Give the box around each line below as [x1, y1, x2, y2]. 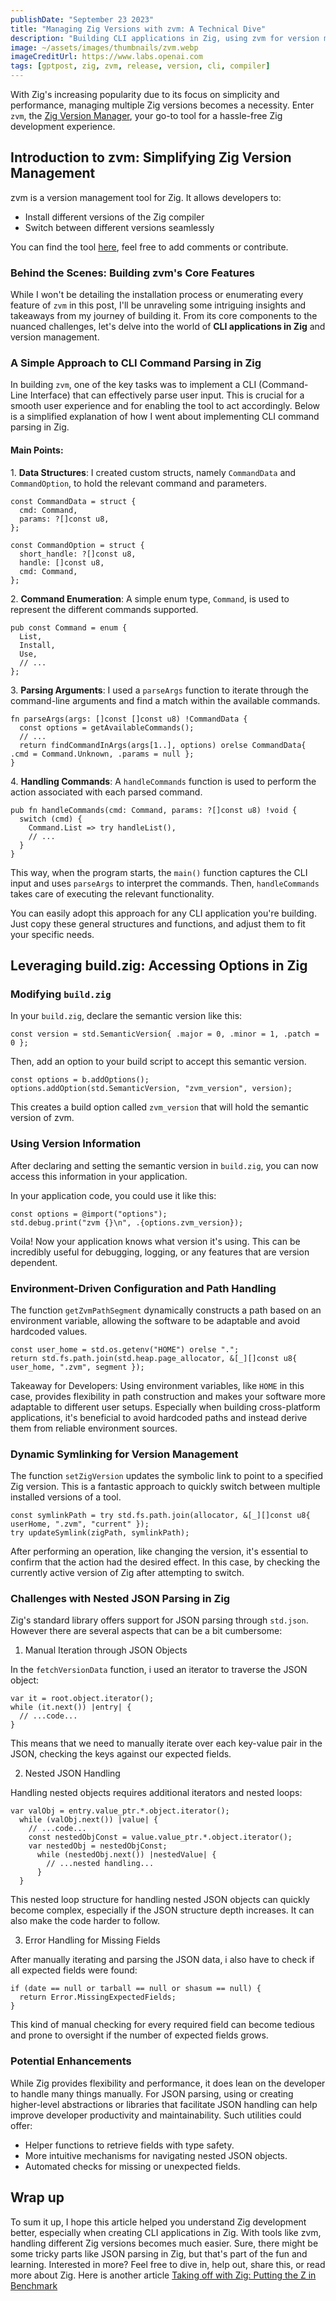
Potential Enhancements [10, 2054, 132, 2068]
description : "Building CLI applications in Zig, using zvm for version [10, 33, 320, 43]
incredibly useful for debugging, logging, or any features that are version [10, 1246, 310, 1258]
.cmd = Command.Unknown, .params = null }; [10, 749, 195, 759]
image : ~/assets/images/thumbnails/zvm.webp [10, 42, 199, 53]
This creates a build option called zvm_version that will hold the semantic [10, 1101, 310, 1113]
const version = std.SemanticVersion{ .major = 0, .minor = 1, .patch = [10, 1029, 320, 1040]
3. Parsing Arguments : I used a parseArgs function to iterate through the [10, 684, 309, 696]
